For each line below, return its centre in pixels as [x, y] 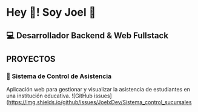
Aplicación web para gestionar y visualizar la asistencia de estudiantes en [98, 90]
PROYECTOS [31, 59]
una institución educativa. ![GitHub [49, 96]
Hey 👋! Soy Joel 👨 [51, 12]
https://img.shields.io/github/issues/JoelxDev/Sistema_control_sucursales [100, 102]
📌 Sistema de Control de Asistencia [59, 76]
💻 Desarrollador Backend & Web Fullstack [87, 35]
